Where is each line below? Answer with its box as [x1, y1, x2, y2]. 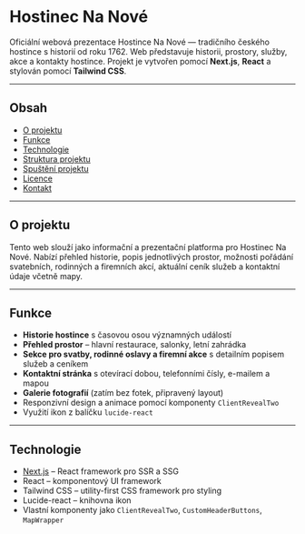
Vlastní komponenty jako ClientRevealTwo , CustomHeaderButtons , [22, 505, 263, 516]
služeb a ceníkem [22, 358, 89, 369]
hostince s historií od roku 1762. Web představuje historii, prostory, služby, [9, 45, 288, 56]
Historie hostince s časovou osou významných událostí [22, 329, 232, 340]
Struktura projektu [22, 153, 91, 165]
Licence [22, 173, 53, 184]
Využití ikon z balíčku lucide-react [22, 407, 153, 418]
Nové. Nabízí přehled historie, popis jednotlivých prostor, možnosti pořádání [9, 251, 293, 262]
